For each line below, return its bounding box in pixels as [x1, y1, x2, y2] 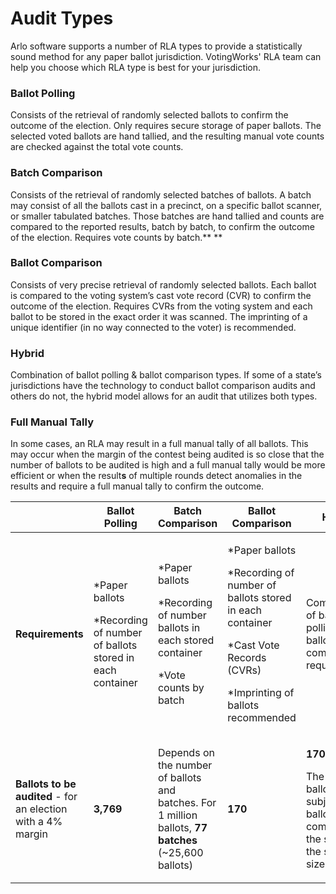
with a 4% [15, 815, 63, 829]
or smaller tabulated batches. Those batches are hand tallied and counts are [10, 210, 325, 222]
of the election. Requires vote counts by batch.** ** [10, 231, 223, 243]
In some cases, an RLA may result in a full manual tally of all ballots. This [10, 438, 309, 450]
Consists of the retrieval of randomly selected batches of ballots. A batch [10, 188, 312, 201]
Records [227, 651, 267, 665]
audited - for [15, 790, 78, 804]
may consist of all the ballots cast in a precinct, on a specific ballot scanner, [10, 199, 323, 211]
